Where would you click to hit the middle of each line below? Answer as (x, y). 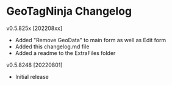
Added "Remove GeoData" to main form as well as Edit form (91, 40)
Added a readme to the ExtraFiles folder (65, 53)
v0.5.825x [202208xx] (34, 28)
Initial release (32, 76)
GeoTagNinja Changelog (69, 11)
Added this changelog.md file (52, 46)
